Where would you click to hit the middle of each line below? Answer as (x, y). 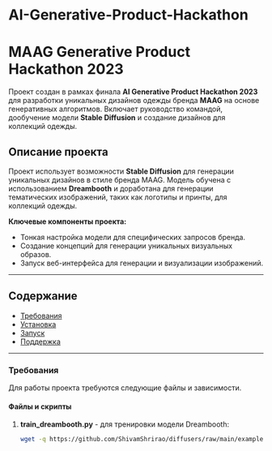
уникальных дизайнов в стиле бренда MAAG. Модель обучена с (120, 179)
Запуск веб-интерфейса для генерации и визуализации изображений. (142, 263)
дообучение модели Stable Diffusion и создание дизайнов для (117, 118)
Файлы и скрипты (40, 406)
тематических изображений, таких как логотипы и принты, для (118, 197)
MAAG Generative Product (100, 52)
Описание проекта (58, 152)
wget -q (33, 440)
